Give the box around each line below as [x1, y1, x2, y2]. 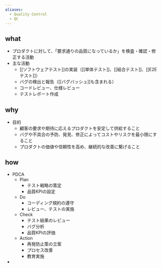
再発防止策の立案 [27, 241, 62, 247]
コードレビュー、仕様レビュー [19, 85, 80, 91]
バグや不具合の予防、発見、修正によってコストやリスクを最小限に [19, 132, 153, 137]
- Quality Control [9, 12, 48, 17]
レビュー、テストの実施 [27, 206, 75, 212]
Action [19, 235, 33, 241]
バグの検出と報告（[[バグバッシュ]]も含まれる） [19, 79, 117, 85]
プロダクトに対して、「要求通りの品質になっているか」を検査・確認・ [12, 48, 152, 54]
